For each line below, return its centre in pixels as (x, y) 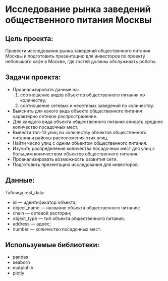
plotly (18, 273)
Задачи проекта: (33, 77)
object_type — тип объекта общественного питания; (69, 218)
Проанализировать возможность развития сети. (65, 159)
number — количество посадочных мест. (57, 229)
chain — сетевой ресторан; (42, 213)
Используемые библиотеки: (52, 245)
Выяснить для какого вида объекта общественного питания (77, 111)
